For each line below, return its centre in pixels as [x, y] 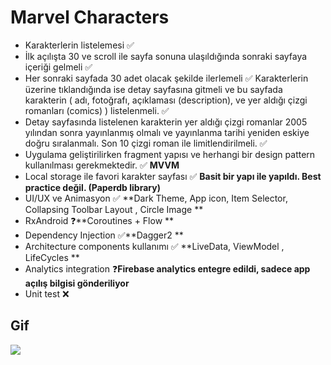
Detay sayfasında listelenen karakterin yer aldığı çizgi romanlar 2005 [166, 122]
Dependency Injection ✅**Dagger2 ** [104, 235]
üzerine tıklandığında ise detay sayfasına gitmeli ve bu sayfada [153, 89]
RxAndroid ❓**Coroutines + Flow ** [99, 220]
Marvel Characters [90, 17]
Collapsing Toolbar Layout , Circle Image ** [114, 209]
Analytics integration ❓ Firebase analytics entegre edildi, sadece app [167, 268]
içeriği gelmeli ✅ [58, 67]
